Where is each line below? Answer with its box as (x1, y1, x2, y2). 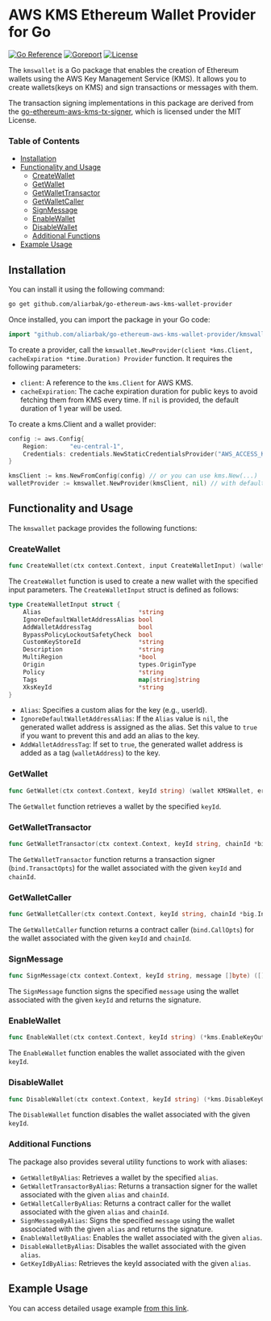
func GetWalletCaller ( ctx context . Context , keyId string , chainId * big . (8, 911, 258, 919)
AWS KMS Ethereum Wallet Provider (8, 6, 256, 24)
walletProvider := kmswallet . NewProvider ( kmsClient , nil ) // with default (8, 479, 265, 488)
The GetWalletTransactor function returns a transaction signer (8, 854, 215, 864)
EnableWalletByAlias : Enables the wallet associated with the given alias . (19, 1232, 263, 1242)
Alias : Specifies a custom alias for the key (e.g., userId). (19, 705, 207, 715)
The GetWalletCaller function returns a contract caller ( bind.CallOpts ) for (8, 924, 254, 934)
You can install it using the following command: (8, 284, 165, 294)
